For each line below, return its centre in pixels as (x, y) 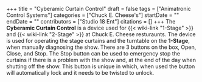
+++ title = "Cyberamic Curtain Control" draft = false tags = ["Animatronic (99, 9)
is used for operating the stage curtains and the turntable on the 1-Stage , (98, 41)
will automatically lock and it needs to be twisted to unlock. (80, 73)
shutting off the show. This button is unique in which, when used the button (101, 66)
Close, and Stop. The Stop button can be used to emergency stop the (93, 53)
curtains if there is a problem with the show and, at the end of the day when (101, 60)
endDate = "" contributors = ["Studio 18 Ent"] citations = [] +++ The (91, 21)
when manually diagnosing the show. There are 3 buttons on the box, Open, (101, 47)
